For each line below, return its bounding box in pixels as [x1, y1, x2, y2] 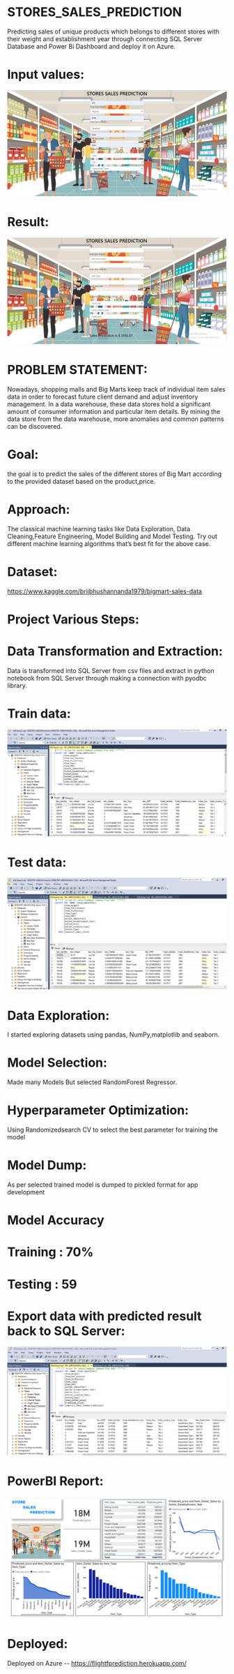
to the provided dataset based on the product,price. [7, 477, 156, 485]
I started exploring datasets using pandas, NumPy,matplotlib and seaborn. [7, 1030, 220, 1039]
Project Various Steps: [7, 612, 139, 628]
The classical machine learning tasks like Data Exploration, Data [7, 524, 191, 533]
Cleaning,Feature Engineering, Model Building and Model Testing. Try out [7, 532, 217, 540]
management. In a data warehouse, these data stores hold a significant [7, 400, 211, 408]
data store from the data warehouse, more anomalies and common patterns [7, 415, 224, 423]
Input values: [7, 67, 85, 82]
